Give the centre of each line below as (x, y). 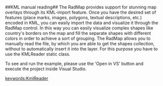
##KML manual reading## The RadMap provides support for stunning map (81, 7)
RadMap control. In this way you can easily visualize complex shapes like (79, 28)
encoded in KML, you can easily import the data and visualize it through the (82, 23)
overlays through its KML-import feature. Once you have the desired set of (81, 12)
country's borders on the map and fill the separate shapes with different (78, 33)
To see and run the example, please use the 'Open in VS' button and (74, 64)
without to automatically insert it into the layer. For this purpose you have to (81, 49)
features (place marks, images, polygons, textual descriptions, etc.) (73, 17)
